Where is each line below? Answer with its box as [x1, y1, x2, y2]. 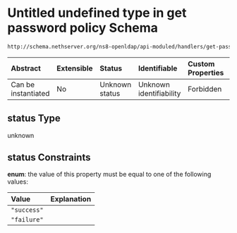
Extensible [56, 63, 93, 73]
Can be [11, 80, 35, 89]
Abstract [11, 63, 41, 73]
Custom [188, 58, 215, 68]
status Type [7, 113, 61, 125]
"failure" [11, 216, 44, 224]
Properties [188, 68, 224, 77]
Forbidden [188, 84, 222, 94]
